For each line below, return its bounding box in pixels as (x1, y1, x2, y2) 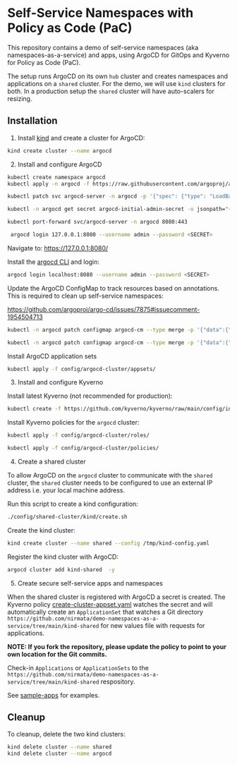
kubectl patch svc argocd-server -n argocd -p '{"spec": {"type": (7, 193, 207, 200)
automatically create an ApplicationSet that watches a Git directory (7, 607, 203, 616)
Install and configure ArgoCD (17, 160, 102, 169)
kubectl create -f (7, 406, 61, 413)
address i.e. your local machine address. (7, 486, 126, 495)
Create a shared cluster (17, 457, 86, 466)
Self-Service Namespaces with (7, 5, 194, 21)
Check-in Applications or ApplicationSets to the (7, 663, 150, 672)
